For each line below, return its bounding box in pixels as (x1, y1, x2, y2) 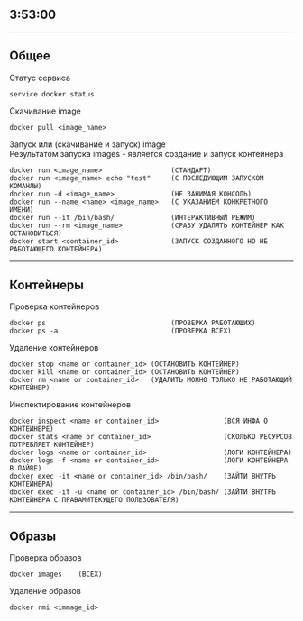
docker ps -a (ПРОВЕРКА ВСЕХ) (9, 326, 232, 336)
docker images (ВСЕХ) (9, 570, 103, 580)
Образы (9, 528, 57, 543)
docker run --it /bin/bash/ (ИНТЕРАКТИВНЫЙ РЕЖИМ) (9, 213, 256, 222)
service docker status (9, 89, 95, 98)
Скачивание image (9, 105, 81, 116)
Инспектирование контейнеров (9, 399, 132, 410)
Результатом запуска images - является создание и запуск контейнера (9, 148, 284, 159)
